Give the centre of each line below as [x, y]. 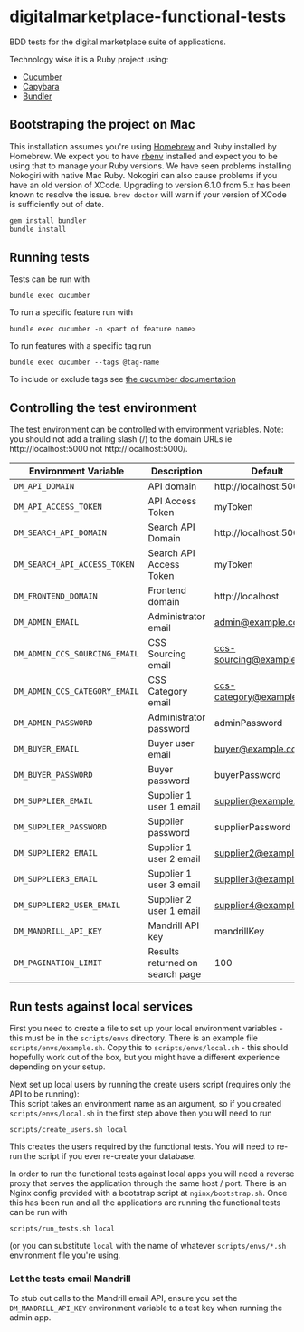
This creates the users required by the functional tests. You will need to [142, 1146]
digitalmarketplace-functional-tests [148, 17]
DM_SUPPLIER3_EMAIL [56, 879]
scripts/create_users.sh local [68, 1129]
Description [176, 471]
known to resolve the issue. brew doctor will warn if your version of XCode [148, 194]
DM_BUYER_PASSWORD [53, 775]
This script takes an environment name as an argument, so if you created [146, 1103]
